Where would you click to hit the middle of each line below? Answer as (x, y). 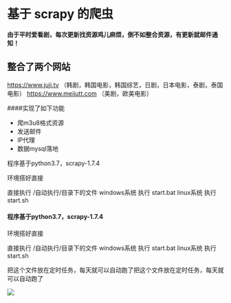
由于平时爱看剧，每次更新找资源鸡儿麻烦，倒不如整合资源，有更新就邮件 (109, 34)
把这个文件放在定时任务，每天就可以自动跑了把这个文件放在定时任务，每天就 (115, 270)
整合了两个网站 (39, 67)
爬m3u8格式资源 (40, 123)
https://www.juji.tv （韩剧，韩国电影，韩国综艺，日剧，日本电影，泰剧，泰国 (115, 85)
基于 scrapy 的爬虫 (60, 14)
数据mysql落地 (38, 148)
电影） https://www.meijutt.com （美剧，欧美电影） (80, 93)
